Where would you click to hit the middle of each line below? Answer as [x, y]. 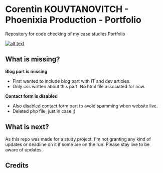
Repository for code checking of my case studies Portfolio [65, 34]
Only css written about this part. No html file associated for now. [79, 86]
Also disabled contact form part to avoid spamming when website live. [85, 106]
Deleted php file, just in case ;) [44, 111]
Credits [17, 165]
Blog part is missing [26, 71]
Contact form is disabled [31, 96]
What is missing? [33, 59]
